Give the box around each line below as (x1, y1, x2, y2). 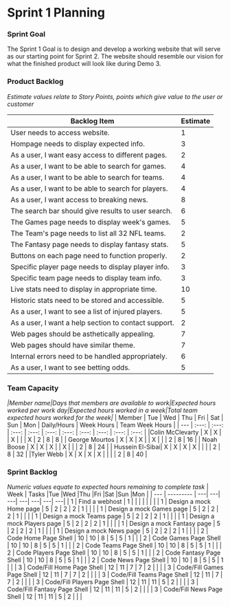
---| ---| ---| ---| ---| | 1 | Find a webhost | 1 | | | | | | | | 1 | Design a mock (7, 498, 211, 506)
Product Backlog (7, 77, 64, 87)
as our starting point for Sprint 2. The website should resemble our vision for (7, 52, 224, 61)
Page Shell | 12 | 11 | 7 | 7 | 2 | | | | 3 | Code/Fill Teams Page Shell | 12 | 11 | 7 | (7, 571, 223, 579)
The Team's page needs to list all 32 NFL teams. (10, 228, 166, 238)
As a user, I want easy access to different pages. (10, 150, 168, 160)
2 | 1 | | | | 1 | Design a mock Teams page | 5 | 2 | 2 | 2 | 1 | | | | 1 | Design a (7, 512, 215, 520)
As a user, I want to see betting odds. (10, 363, 130, 372)
